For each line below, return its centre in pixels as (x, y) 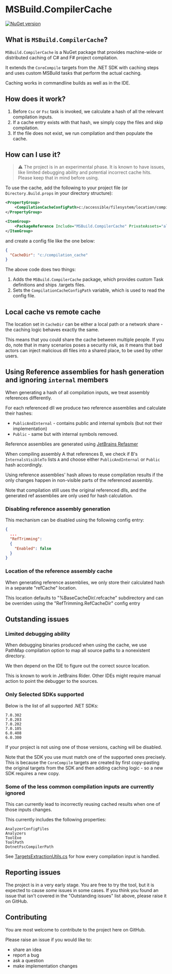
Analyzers (16, 833)
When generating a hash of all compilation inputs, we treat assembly (78, 392)
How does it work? (36, 99)
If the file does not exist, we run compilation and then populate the (83, 133)
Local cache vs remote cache (53, 312)
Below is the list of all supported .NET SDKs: (52, 705)
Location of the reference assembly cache (59, 571)
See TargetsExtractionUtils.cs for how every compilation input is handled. (83, 856)
